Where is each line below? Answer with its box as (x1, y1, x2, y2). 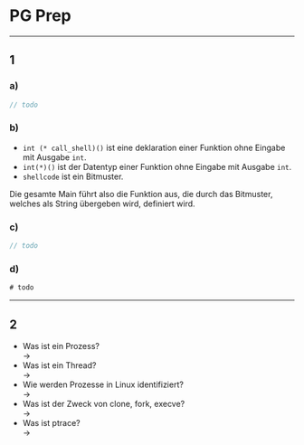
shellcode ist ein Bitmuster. (22, 171, 124, 182)
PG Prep (9, 5, 71, 26)
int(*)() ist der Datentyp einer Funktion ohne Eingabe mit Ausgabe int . (22, 161, 292, 172)
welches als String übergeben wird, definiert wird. (9, 198, 196, 209)
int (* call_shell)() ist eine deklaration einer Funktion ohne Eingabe (22, 142, 286, 153)
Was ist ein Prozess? (22, 340, 100, 351)
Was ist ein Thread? (22, 359, 97, 371)
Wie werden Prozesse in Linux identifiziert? (22, 379, 184, 390)
